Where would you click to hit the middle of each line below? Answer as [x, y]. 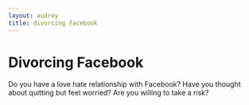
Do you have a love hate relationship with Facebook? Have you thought [124, 84]
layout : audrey [33, 16]
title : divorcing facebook [53, 23]
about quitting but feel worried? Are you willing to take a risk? [109, 93]
